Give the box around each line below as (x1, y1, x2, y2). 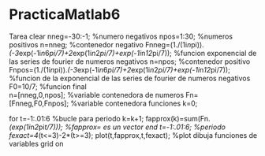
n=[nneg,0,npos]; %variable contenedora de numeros (9, 90, 185, 99)
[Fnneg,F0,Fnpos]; (9, 98, 69, 108)
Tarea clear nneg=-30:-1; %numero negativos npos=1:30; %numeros (9, 32, 233, 41)
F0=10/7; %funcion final (9, 81, 88, 91)
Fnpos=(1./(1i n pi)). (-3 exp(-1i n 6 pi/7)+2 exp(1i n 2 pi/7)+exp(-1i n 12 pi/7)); (9, 65, 231, 74)
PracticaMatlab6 (9, 6, 121, 24)
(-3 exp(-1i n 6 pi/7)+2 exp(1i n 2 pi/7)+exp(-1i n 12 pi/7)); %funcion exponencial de (9, 48, 257, 58)
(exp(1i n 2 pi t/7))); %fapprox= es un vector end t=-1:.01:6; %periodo (9, 122, 226, 132)
